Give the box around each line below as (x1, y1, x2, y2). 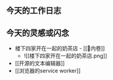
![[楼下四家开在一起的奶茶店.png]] (23, 53, 108, 60)
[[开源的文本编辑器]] (14, 60, 65, 67)
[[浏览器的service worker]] (14, 67, 81, 75)
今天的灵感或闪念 (6, 27, 69, 38)
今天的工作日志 (6, 5, 62, 16)
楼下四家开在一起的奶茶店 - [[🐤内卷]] (14, 45, 105, 52)
